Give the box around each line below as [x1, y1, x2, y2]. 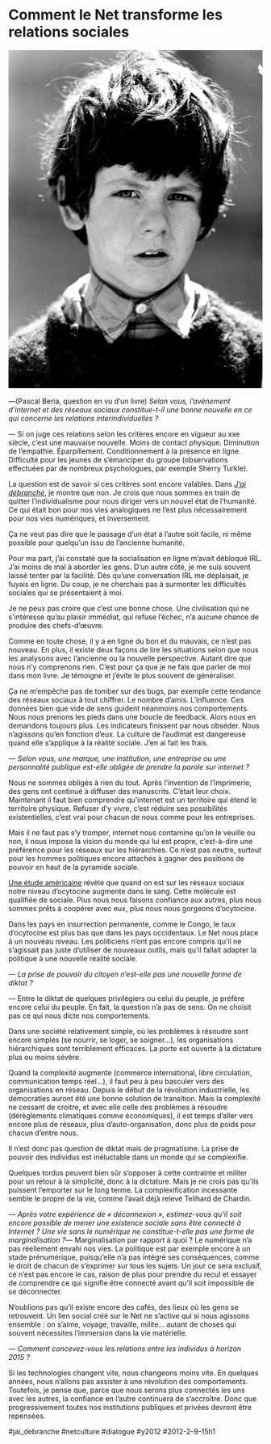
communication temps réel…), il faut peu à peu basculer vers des [8, 1077, 224, 1087]
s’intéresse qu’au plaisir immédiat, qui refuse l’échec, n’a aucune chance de [8, 612, 260, 622]
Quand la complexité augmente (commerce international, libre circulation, [8, 1068, 252, 1078]
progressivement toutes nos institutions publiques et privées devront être [8, 1403, 252, 1412]
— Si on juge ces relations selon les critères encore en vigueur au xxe [8, 429, 240, 439]
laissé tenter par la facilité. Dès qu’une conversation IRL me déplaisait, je [8, 571, 249, 581]
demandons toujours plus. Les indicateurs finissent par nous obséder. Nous [8, 721, 260, 731]
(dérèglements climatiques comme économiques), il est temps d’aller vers [8, 1111, 254, 1121]
